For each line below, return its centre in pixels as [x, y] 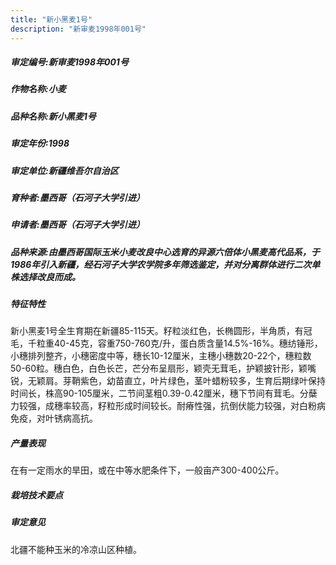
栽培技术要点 [36, 495]
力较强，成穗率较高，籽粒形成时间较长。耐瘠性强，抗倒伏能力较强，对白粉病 [168, 406]
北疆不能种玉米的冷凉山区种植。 [76, 549]
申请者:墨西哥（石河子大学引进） [77, 225]
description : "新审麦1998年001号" [78, 29]
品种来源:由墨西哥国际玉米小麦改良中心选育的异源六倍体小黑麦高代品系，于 [165, 252]
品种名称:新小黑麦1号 [53, 116]
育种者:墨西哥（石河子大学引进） [77, 197]
